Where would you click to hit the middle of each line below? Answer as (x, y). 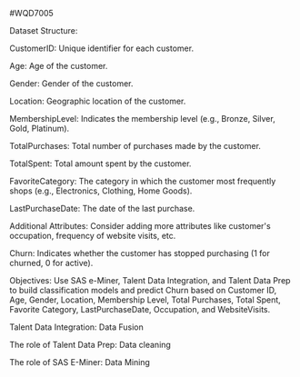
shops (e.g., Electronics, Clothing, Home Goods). (101, 191)
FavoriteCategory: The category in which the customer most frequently (143, 181)
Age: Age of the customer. (59, 66)
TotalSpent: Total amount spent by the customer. (100, 164)
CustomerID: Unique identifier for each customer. (101, 48)
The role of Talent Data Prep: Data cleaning (90, 345)
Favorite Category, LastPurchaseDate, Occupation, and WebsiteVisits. (140, 309)
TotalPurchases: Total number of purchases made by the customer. (135, 146)
